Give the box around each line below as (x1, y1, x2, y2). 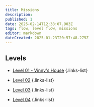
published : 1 (5, 17, 33, 22)
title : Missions (5, 7, 39, 13)
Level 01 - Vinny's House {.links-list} (12, 67, 88, 73)
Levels (5, 54, 27, 63)
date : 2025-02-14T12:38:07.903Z (5, 21, 73, 27)
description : (5, 12, 33, 17)
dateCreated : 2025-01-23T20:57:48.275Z (5, 36, 89, 41)
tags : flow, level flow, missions (5, 26, 78, 31)
